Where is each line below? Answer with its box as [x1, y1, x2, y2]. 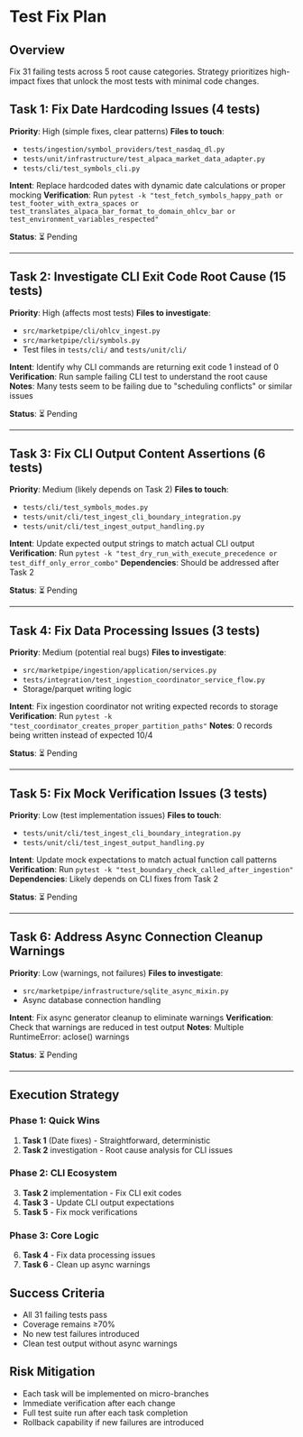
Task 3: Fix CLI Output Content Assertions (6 [9, 447, 266, 462]
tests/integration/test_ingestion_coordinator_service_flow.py [22, 676, 266, 685]
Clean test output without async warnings [22, 1338, 178, 1349]
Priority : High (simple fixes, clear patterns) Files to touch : [9, 125, 225, 136]
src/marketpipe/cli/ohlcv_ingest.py [22, 327, 161, 336]
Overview [9, 42, 66, 58]
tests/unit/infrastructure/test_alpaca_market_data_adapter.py [22, 154, 266, 163]
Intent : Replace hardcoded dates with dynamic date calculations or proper [9, 180, 286, 190]
